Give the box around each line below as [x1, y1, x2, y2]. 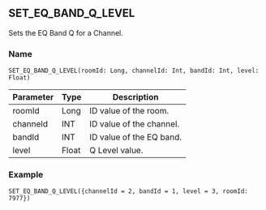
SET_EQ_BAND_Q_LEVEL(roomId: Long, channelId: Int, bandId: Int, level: [8, 66, 260, 75]
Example [8, 169, 44, 181]
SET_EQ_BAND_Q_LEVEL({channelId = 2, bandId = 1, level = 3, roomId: [8, 187, 249, 195]
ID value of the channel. [88, 118, 180, 130]
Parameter [12, 92, 54, 103]
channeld [12, 118, 49, 130]
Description [112, 92, 159, 103]
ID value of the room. [88, 105, 169, 117]
